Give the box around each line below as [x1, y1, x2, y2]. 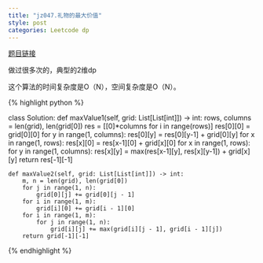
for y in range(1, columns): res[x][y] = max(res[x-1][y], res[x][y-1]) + [8, 146, 228, 156]
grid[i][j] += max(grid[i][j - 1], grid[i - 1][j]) [49, 225, 223, 233]
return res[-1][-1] [19, 155, 73, 165]
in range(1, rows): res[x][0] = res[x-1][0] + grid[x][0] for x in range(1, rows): [8, 139, 251, 148]
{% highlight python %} [8, 98, 84, 107]
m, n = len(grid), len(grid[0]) [22, 177, 128, 185]
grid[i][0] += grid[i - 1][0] [36, 205, 135, 213]
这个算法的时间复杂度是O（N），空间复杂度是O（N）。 [8, 82, 181, 91]
